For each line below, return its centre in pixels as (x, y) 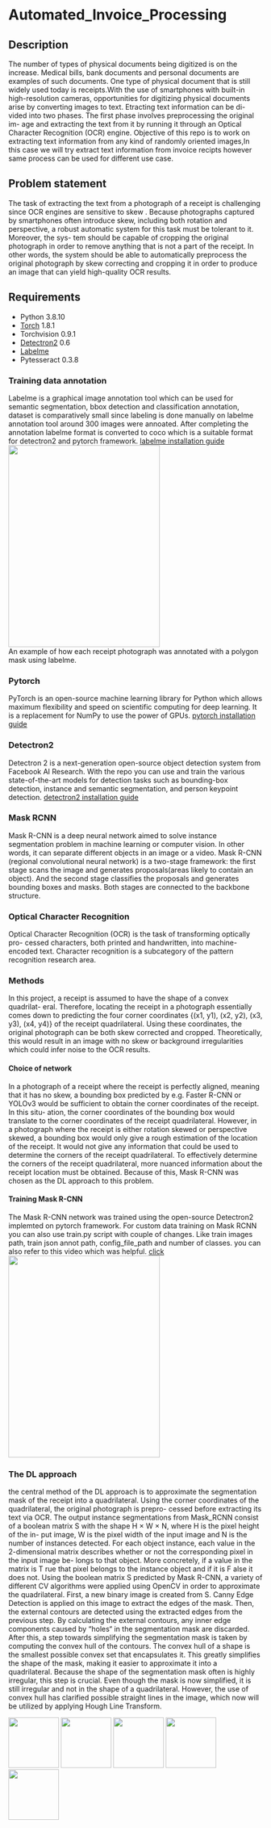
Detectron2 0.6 (45, 342)
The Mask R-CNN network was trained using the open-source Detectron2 (131, 1217)
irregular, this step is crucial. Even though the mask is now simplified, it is (130, 1680)
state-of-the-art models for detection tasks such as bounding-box (118, 780)
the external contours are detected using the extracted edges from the (126, 1612)
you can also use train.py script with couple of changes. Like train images (131, 1234)
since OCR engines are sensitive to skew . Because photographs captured (131, 212)
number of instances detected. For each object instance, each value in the (132, 1543)
